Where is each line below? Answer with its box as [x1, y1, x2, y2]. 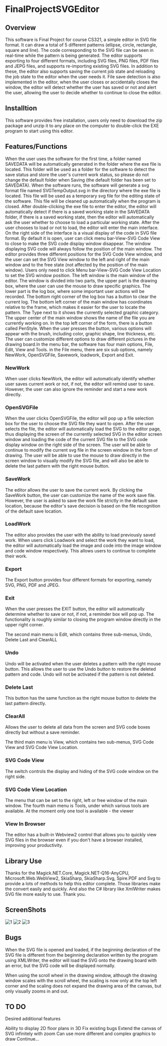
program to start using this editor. [5, 128, 74, 134]
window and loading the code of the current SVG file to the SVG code [5, 437, 148, 443]
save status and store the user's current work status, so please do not [5, 171, 149, 178]
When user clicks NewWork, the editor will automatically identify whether [5, 375, 156, 381]
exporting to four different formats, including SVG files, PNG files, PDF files [5, 58, 159, 63]
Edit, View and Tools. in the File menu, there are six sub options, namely [5, 346, 153, 352]
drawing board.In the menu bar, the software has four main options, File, [5, 341, 154, 347]
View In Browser [5, 820, 46, 827]
